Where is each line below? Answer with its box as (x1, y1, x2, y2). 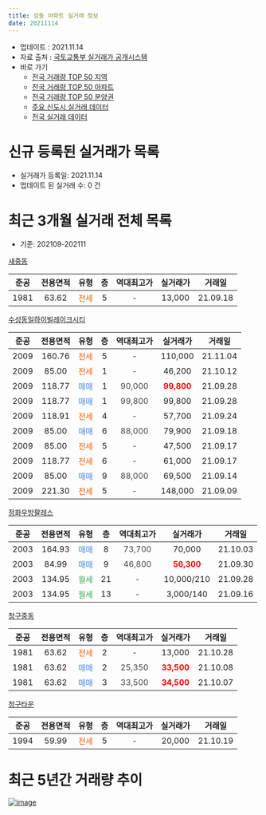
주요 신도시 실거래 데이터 (31, 101, 109, 112)
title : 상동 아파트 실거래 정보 (8, 11, 99, 20)
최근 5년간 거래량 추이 (8, 771, 143, 789)
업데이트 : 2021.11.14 (19, 42, 84, 52)
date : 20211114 (8, 19, 59, 27)
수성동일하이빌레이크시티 (8, 315, 86, 324)
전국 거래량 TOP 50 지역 (31, 72, 108, 81)
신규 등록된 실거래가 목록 (8, 143, 160, 160)
